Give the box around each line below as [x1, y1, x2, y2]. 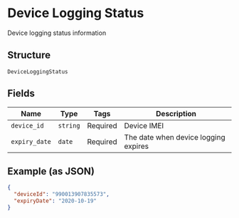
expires [124, 141, 149, 151]
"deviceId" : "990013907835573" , [14, 191, 110, 198]
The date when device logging [124, 132, 225, 142]
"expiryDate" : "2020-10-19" [14, 197, 97, 204]
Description [156, 108, 197, 118]
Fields [7, 88, 36, 100]
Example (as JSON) [7, 165, 95, 177]
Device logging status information [7, 28, 107, 37]
